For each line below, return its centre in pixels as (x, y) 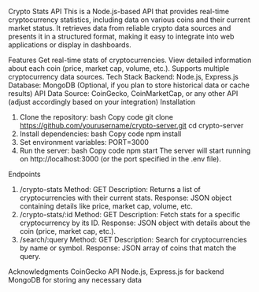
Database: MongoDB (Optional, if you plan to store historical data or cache (129, 85)
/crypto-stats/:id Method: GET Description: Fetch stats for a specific (130, 214)
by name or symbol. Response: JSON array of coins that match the (128, 248)
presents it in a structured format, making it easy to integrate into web (121, 36)
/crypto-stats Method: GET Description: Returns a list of (110, 189)
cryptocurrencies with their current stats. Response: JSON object (126, 198)
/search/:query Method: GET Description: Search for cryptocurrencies (133, 240)
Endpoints (24, 174)
